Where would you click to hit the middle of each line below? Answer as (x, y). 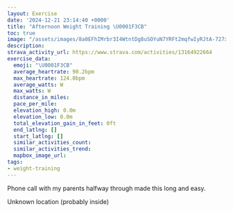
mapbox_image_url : (40, 156)
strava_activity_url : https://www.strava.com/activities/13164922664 (110, 53)
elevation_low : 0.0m (43, 117)
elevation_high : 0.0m (45, 110)
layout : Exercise (32, 14)
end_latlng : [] (35, 130)
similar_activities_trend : (52, 149)
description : (26, 46)
